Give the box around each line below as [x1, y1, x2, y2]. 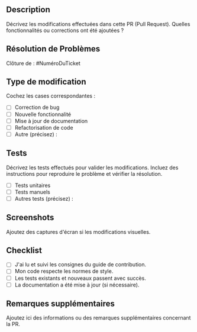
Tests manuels [14, 188, 50, 195]
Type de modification [6, 77, 87, 87]
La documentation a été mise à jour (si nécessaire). [14, 281, 140, 288]
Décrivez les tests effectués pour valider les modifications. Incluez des [6, 164, 179, 171]
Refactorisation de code [14, 124, 73, 131]
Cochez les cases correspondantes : [6, 92, 96, 99]
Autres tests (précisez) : [14, 195, 74, 202]
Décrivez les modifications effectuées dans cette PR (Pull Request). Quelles [6, 20, 190, 27]
